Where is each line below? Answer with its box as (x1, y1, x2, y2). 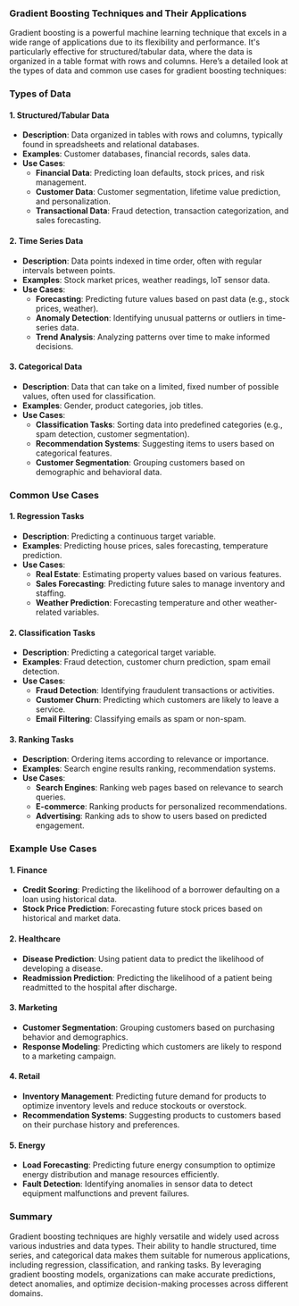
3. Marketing (9, 1002, 58, 1013)
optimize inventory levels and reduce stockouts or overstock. (21, 1101, 247, 1111)
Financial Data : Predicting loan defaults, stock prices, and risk (35, 168, 265, 179)
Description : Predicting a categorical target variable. (21, 647, 217, 658)
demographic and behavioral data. (35, 466, 162, 477)
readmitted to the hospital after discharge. (21, 982, 178, 992)
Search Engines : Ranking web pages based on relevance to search (35, 783, 284, 793)
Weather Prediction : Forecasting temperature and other (35, 597, 243, 607)
